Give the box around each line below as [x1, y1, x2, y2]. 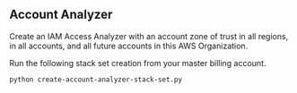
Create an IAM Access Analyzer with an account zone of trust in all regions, [9, 30, 289, 41]
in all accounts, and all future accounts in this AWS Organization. [9, 40, 249, 51]
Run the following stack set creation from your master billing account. [9, 57, 266, 68]
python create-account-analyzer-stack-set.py [9, 75, 182, 84]
